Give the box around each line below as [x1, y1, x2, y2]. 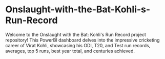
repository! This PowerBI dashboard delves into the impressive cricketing [5, 37, 160, 43]
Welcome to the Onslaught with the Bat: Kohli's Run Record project [5, 31, 146, 37]
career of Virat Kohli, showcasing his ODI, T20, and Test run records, [5, 42, 151, 48]
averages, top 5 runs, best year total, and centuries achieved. [5, 48, 135, 54]
